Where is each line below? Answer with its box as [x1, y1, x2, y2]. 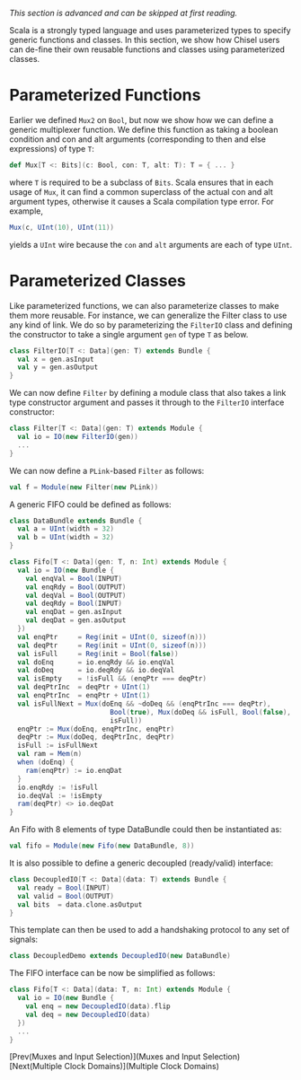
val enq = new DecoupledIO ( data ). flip [25, 1002, 171, 1011]
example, [9, 206, 43, 216]
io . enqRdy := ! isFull [17, 783, 99, 792]
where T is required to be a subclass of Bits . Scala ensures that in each [9, 177, 274, 188]
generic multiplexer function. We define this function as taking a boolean [9, 124, 279, 135]
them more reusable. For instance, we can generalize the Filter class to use [9, 310, 288, 320]
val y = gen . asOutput [17, 363, 99, 372]
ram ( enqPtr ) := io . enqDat [25, 766, 123, 775]
